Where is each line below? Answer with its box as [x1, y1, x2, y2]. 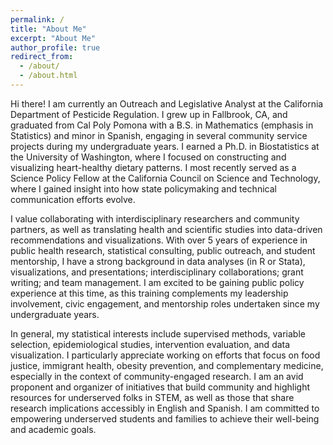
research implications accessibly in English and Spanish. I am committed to [10, 402, 320, 414]
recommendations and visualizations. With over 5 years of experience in [10, 234, 308, 246]
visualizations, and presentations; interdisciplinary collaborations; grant [10, 266, 304, 278]
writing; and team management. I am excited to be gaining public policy [10, 276, 305, 288]
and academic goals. [10, 423, 97, 435]
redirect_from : [10, 52, 74, 62]
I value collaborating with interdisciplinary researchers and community [10, 212, 300, 225]
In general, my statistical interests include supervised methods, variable [10, 327, 306, 340]
